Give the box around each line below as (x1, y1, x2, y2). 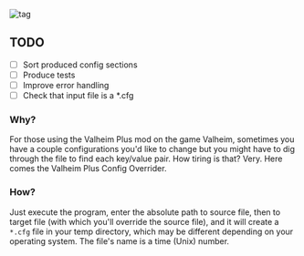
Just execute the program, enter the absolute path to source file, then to (9, 206, 281, 218)
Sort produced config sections (22, 59, 139, 70)
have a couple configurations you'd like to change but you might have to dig (9, 144, 295, 155)
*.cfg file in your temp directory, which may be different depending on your (9, 226, 294, 237)
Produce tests (22, 69, 76, 80)
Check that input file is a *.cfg (22, 90, 134, 100)
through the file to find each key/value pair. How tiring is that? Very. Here (9, 153, 283, 164)
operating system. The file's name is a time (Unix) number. (9, 235, 230, 246)
